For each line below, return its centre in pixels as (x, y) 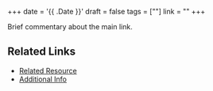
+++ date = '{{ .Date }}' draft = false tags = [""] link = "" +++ (106, 11)
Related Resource (48, 70)
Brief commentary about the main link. (70, 27)
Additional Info (43, 79)
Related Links (42, 52)
